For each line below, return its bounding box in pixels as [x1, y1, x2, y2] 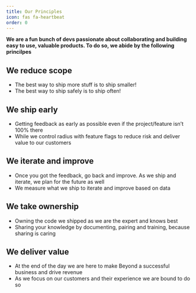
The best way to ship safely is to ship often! [14, 87, 121, 95]
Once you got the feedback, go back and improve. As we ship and [14, 172, 176, 179]
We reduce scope [6, 66, 72, 76]
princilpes [6, 48, 31, 56]
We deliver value [6, 247, 69, 257]
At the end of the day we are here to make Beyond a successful [14, 262, 170, 269]
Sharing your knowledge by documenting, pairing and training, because [14, 223, 190, 230]
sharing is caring [14, 230, 56, 237]
